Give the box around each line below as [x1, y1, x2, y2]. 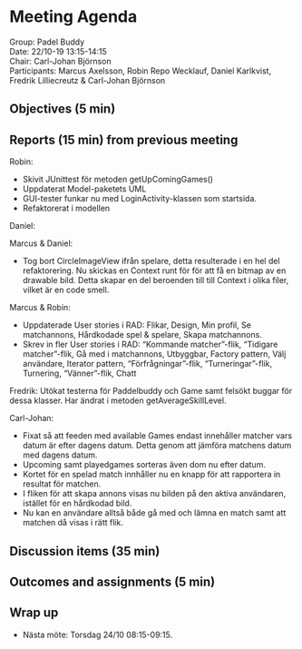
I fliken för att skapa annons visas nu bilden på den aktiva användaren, [22, 488, 287, 499]
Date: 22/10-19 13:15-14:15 [9, 45, 107, 56]
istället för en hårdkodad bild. [22, 497, 132, 509]
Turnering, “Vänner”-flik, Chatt [22, 368, 137, 379]
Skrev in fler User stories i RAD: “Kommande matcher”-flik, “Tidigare [22, 339, 278, 350]
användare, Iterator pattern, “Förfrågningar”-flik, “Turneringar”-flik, [22, 359, 273, 369]
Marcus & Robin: [9, 302, 71, 313]
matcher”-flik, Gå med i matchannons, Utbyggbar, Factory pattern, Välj [22, 349, 287, 359]
